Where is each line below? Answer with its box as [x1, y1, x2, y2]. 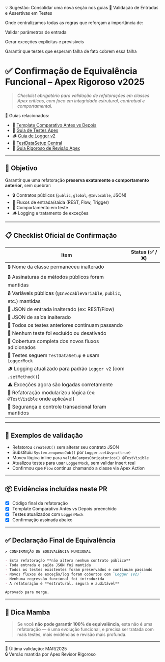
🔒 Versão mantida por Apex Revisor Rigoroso [5, 651, 96, 657]
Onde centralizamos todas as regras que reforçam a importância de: [5, 20, 143, 26]
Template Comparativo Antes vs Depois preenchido [12, 506, 117, 512]
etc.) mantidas [7, 298, 41, 305]
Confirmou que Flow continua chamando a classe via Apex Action [12, 465, 145, 471]
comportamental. [17, 103, 53, 109]
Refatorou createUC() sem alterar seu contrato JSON [12, 444, 119, 450]
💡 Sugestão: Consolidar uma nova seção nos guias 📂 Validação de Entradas [5, 5, 159, 10]
